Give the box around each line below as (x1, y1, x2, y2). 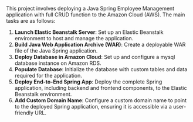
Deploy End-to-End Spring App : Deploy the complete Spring (14, 78, 162, 85)
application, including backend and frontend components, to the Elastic (14, 85, 187, 91)
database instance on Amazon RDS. (14, 60, 101, 67)
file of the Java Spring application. (14, 47, 98, 54)
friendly (14, 109, 34, 116)
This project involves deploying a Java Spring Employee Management (6, 5, 175, 12)
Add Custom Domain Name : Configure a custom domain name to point (14, 97, 187, 104)
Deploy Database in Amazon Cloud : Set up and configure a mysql (14, 54, 175, 60)
